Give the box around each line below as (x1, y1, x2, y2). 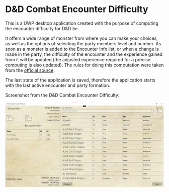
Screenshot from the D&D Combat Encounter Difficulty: (5, 92, 120, 98)
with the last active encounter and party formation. (5, 82, 111, 88)
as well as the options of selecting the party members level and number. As (5, 40, 161, 46)
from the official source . (5, 67, 55, 73)
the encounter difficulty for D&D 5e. (5, 25, 79, 31)
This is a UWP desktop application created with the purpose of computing (5, 20, 158, 26)
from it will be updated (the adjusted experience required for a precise (5, 56, 151, 62)
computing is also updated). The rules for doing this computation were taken (5, 62, 164, 68)
